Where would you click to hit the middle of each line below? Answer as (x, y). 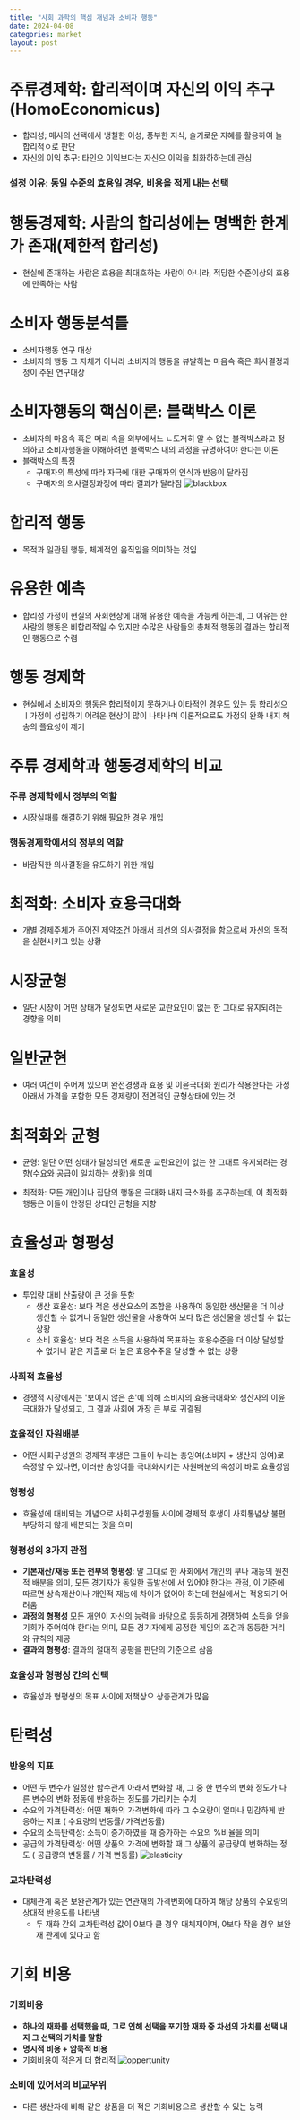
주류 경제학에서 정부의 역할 (64, 796)
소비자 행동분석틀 (69, 323)
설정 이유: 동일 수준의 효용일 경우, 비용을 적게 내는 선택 (119, 183)
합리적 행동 (47, 523)
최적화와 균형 (55, 1136)
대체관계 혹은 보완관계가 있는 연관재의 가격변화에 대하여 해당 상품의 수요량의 (155, 1901)
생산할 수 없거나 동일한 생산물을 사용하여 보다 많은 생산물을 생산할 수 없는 (163, 1317)
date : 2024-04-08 (42, 26)
